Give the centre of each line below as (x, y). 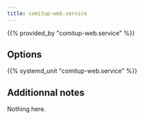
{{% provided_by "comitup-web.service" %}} (71, 33)
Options (25, 55)
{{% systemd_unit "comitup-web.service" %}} (72, 71)
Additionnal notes (46, 92)
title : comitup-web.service (47, 13)
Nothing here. (26, 109)
